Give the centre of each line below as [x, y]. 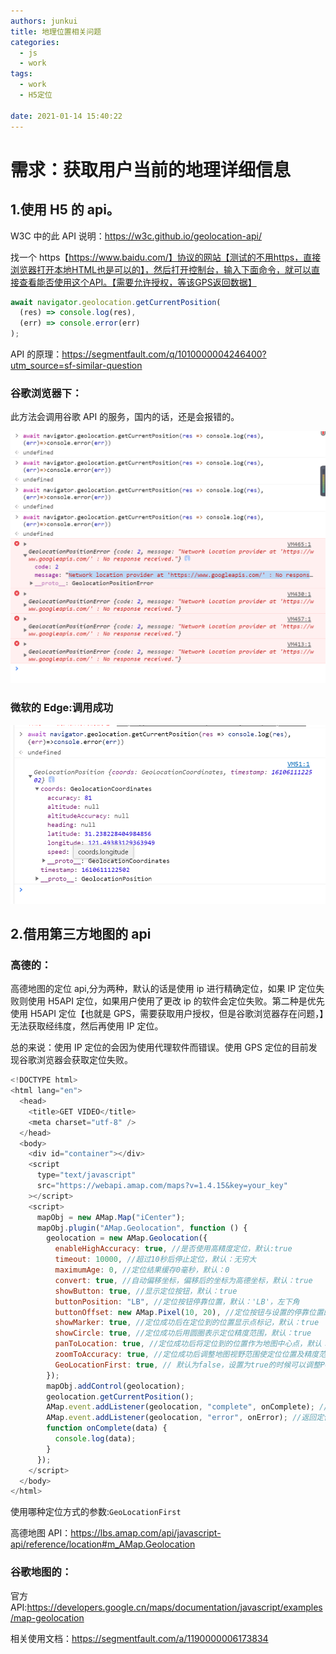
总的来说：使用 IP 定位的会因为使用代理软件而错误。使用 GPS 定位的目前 [159, 1047]
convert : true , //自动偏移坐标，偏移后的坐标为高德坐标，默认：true [183, 1280]
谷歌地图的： [41, 1572]
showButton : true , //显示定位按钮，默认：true [146, 1291]
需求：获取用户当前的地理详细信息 [151, 169]
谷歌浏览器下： [46, 393]
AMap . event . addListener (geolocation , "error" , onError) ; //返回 [181, 1418]
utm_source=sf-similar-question [76, 365]
